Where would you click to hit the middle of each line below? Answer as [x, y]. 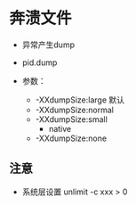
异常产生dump [48, 45]
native [60, 128]
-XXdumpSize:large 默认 [80, 100]
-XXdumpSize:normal [74, 110]
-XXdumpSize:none [71, 138]
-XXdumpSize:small [72, 119]
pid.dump [40, 62]
